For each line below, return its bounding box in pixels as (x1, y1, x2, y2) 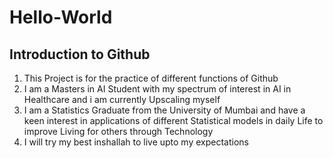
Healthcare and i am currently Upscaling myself (23, 94, 221, 105)
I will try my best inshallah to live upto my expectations (23, 136, 249, 148)
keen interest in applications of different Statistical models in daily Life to (23, 115, 324, 126)
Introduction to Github (9, 46, 151, 63)
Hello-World (9, 6, 113, 29)
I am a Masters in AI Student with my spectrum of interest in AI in (23, 83, 292, 95)
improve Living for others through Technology (23, 126, 214, 137)
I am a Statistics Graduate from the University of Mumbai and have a (23, 104, 306, 116)
